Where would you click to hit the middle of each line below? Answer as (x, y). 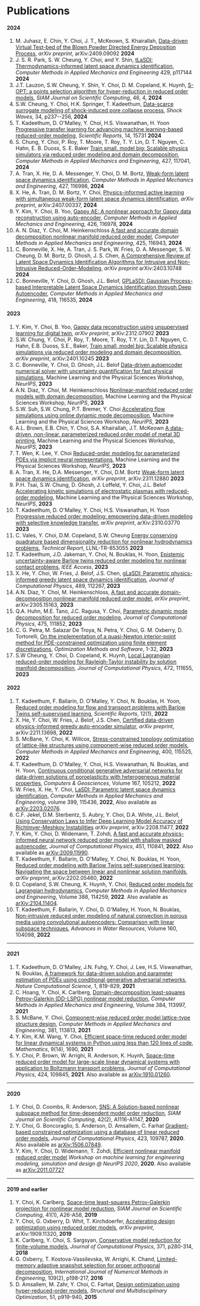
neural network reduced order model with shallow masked (110, 840)
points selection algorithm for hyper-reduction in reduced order (111, 92)
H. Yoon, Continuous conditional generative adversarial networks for (99, 770)
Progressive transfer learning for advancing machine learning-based (99, 130)
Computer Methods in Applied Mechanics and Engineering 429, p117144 (104, 73)
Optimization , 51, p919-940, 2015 (56, 1297)
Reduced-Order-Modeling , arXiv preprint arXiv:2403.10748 (110, 268)
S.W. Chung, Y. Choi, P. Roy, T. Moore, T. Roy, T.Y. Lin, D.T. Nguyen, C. (102, 339)
